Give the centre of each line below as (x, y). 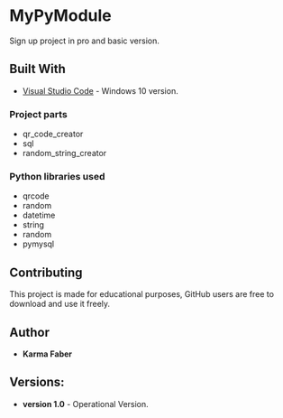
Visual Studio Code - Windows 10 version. (100, 90)
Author (29, 332)
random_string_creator (64, 153)
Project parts (38, 114)
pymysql (38, 244)
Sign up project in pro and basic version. (85, 41)
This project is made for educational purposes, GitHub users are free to (142, 294)
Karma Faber (47, 354)
